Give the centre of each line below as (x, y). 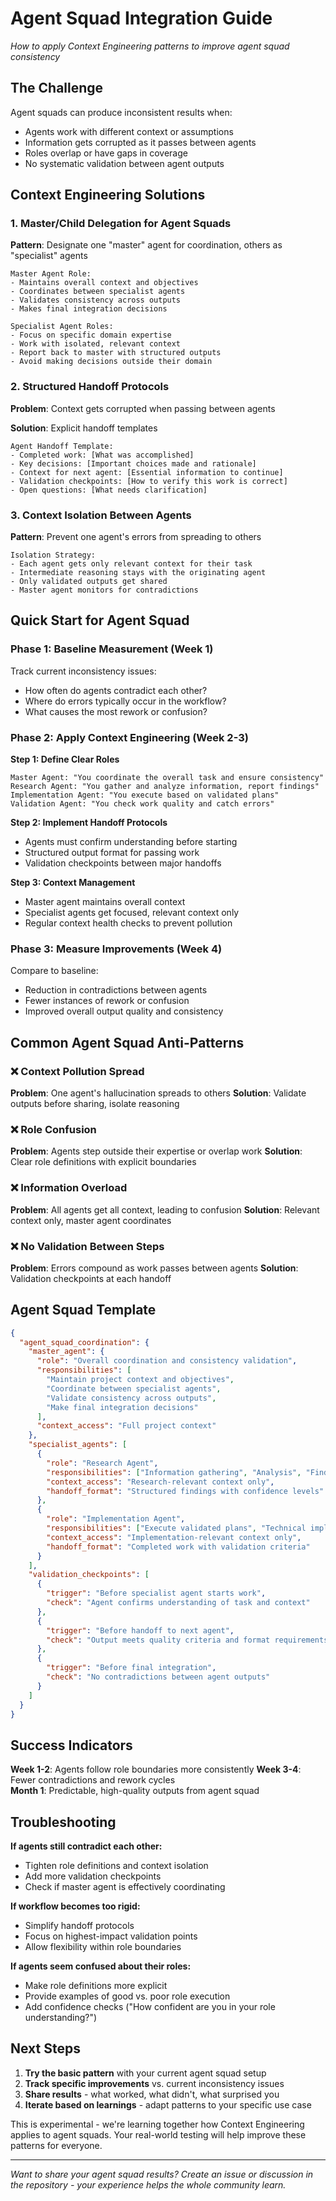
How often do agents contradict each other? (116, 690)
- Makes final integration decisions (89, 309)
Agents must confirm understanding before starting (131, 842)
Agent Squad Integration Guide (141, 18)
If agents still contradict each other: (86, 1846)
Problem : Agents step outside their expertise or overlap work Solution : (156, 1151)
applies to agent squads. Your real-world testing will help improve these (158, 2134)
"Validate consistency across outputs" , (131, 1398)
